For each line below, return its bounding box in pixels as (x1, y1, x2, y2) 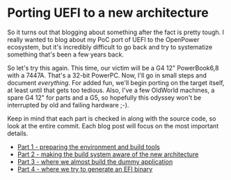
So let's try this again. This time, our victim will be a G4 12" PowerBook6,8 (7, 63, 219, 72)
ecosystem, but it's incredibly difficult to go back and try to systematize (7, 43, 213, 51)
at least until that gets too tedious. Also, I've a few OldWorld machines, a (7, 86, 215, 94)
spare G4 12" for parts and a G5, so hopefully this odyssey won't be (7, 93, 202, 102)
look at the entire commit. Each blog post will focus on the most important (7, 121, 219, 130)
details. (7, 129, 29, 137)
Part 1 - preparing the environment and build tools (17, 142, 160, 151)
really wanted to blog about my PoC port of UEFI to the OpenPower (7, 35, 200, 43)
